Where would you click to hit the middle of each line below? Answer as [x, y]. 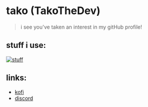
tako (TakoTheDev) [53, 11]
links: [16, 78]
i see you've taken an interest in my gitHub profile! [81, 27]
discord [24, 98]
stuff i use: [26, 45]
